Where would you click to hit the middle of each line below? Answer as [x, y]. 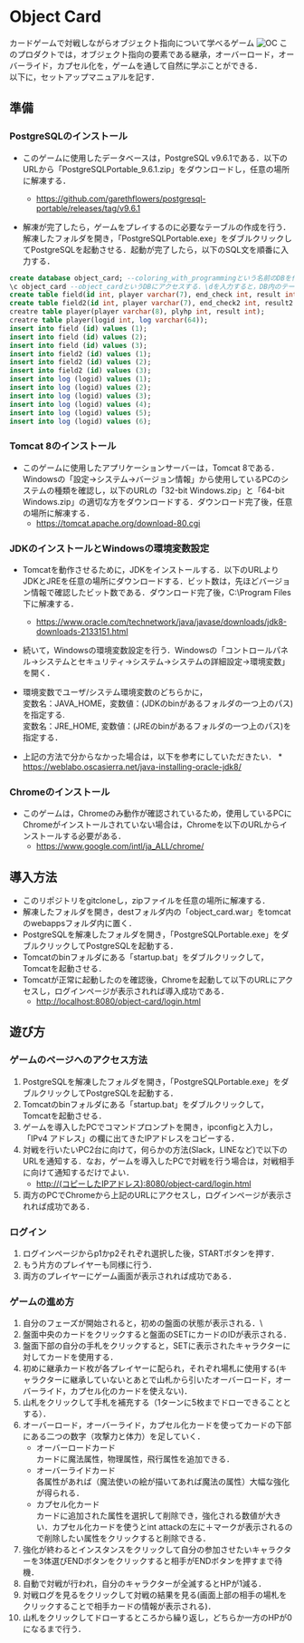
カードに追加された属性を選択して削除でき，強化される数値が [151, 1516]
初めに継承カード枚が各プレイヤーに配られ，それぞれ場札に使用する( [151, 1368]
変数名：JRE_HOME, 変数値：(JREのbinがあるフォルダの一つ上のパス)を [157, 726]
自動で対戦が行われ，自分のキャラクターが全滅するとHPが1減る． [144, 1584]
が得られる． [60, 1493]
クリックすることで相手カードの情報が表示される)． [119, 1607]
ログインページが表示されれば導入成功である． [141, 991]
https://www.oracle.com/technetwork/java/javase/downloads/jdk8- [161, 622]
